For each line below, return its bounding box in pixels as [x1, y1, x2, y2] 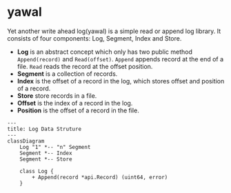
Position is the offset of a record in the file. [17, 106, 139, 114]
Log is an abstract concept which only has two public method [17, 48, 193, 56]
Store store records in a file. [17, 91, 97, 100]
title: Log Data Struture [7, 125, 81, 132]
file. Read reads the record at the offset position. [17, 62, 153, 70]
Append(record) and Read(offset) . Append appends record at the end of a [17, 54, 224, 63]
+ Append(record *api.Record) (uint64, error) [32, 174, 168, 181]
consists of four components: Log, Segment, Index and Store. [7, 34, 182, 42]
